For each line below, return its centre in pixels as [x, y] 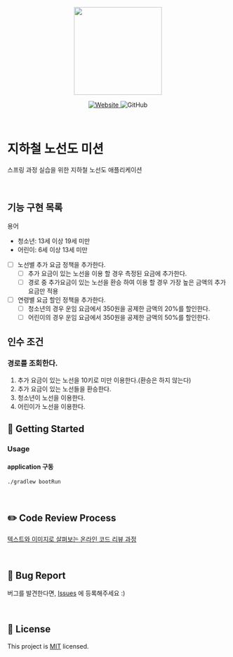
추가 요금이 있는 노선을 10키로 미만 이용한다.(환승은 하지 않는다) [104, 380]
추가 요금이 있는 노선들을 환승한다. [64, 389]
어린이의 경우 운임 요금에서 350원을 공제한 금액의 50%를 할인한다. [119, 318]
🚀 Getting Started [46, 429]
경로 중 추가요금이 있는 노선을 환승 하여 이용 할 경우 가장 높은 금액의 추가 [127, 282]
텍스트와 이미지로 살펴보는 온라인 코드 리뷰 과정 [72, 539]
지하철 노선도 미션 [55, 149]
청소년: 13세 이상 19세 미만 [54, 241]
